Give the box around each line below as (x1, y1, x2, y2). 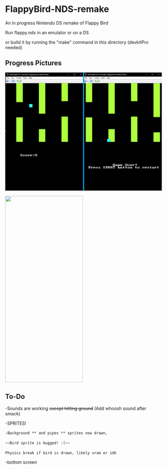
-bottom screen (5, 459, 37, 466)
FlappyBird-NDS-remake (5, 3, 109, 15)
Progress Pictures (5, 59, 62, 68)
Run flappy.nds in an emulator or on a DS (5, 29, 89, 35)
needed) (5, 44, 23, 50)
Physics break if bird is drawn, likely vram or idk (5, 451, 117, 456)
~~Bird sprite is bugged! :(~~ (5, 441, 70, 446)
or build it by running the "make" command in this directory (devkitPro (5, 39, 149, 45)
